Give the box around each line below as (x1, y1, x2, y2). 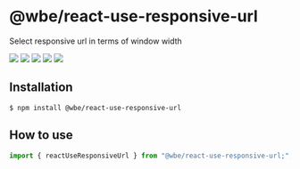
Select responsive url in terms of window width (9, 36, 183, 46)
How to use (9, 127, 73, 143)
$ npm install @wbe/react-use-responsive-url (9, 103, 181, 112)
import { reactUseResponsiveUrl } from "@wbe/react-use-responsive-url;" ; (9, 151, 294, 160)
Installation (9, 80, 73, 95)
